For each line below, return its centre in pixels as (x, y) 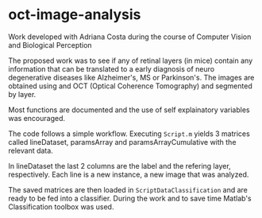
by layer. (22, 94)
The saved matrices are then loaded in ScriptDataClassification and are (128, 189)
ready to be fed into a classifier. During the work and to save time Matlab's (130, 198)
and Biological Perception (50, 45)
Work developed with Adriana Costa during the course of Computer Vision (130, 37)
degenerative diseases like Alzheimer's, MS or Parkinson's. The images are (131, 77)
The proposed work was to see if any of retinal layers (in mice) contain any (130, 60)
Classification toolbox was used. (61, 206)
